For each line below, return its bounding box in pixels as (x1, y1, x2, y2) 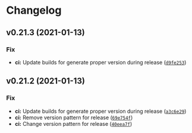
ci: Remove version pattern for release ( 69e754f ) (14, 114, 133, 121)
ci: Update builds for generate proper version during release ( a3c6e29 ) (14, 107, 187, 115)
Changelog (6, 4, 62, 17)
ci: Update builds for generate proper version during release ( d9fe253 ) (14, 58, 187, 66)
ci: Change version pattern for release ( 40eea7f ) (14, 120, 133, 127)
